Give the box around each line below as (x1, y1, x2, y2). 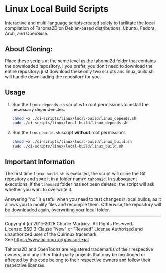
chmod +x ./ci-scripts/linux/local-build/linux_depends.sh (12, 116, 137, 121)
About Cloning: (5, 45, 53, 53)
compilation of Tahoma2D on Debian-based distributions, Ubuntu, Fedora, (5, 25, 156, 31)
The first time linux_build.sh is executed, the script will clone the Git (5, 170, 146, 176)
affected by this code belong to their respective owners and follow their (5, 257, 151, 263)
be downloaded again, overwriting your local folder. (5, 207, 110, 213)
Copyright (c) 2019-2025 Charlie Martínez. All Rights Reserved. (5, 220, 134, 226)
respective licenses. (5, 262, 46, 268)
